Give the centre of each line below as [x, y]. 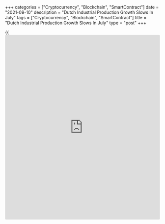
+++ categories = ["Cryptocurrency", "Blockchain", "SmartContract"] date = [82, 7]
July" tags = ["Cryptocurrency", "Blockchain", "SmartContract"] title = [76, 17]
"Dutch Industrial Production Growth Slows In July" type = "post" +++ [76, 23]
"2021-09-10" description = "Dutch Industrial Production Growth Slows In [79, 12]
